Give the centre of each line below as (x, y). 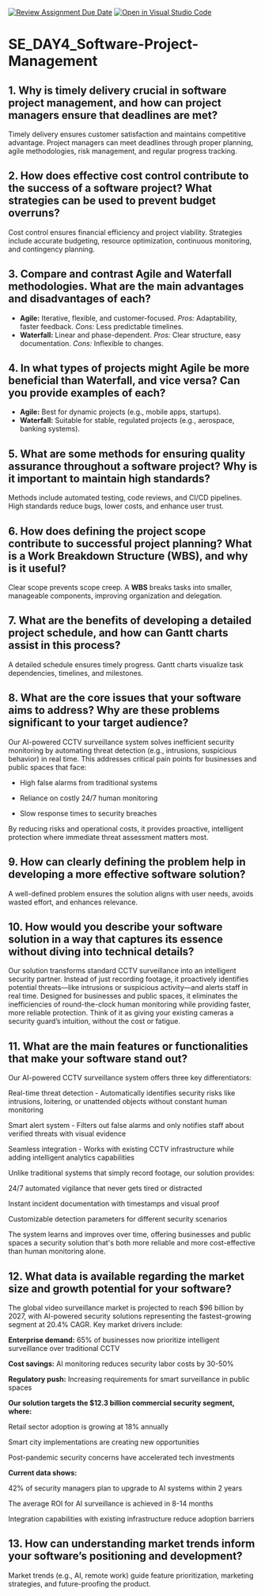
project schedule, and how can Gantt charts (118, 633)
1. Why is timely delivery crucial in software (117, 90)
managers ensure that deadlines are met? (113, 115)
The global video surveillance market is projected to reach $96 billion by (126, 1307)
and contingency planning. (51, 249)
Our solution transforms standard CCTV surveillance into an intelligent (122, 971)
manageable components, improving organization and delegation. (115, 596)
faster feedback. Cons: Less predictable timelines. (102, 326)
